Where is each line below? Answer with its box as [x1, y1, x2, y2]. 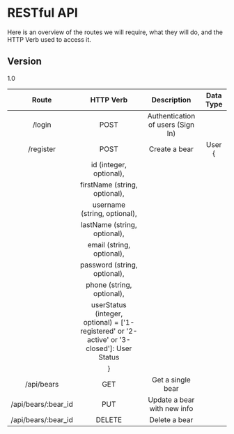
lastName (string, [80, 219, 137, 229]
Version [7, 56, 42, 68]
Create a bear [148, 144, 194, 154]
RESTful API [7, 5, 78, 21]
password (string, [79, 260, 138, 270]
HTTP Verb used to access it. [7, 35, 92, 43]
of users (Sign [148, 120, 195, 130]
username [92, 200, 125, 210]
